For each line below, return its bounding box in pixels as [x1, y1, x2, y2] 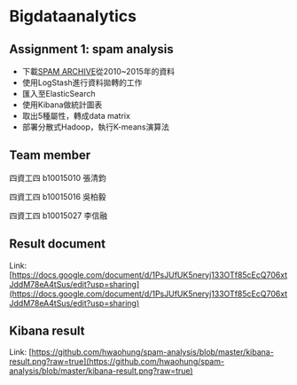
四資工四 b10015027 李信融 [9, 210, 108, 221]
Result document [9, 237, 106, 252]
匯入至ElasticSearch [21, 89, 96, 98]
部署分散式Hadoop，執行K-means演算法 [21, 122, 170, 132]
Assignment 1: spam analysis [9, 42, 175, 57]
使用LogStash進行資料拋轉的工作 [21, 77, 143, 88]
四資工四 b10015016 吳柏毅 [9, 191, 106, 201]
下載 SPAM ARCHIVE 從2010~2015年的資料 [21, 67, 176, 76]
